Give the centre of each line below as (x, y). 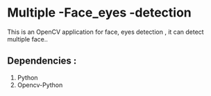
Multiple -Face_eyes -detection (100, 13)
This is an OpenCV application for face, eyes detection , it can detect (105, 32)
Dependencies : (42, 61)
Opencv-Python (40, 85)
